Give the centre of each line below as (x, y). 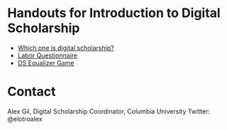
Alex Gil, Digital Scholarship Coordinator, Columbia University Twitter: (109, 111)
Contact (32, 92)
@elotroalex (25, 119)
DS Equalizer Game (46, 63)
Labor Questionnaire (48, 55)
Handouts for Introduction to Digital (114, 13)
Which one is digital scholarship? (66, 48)
